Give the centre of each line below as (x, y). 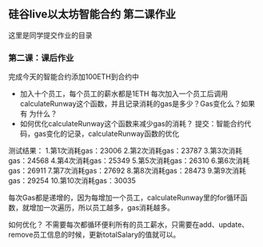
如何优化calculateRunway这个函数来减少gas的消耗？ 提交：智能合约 (132, 124)
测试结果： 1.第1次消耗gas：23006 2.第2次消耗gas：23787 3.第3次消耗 (126, 151)
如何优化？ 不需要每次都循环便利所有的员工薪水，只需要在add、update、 (129, 225)
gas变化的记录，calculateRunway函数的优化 (107, 133)
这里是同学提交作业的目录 (50, 35)
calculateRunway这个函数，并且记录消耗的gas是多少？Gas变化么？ (130, 104)
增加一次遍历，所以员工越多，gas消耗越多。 (102, 208)
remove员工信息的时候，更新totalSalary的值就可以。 (94, 235)
